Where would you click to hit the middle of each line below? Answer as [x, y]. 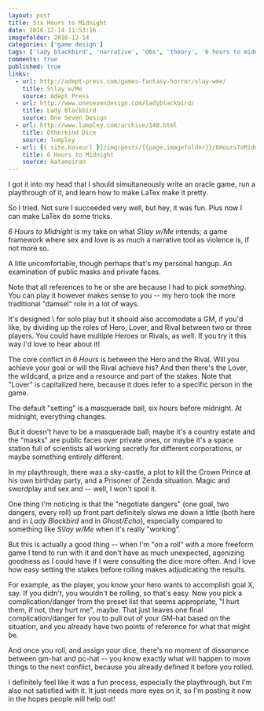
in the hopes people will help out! [62, 699]
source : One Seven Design [65, 118]
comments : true [33, 60]
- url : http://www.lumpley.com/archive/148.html [96, 125]
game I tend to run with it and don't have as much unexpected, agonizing [126, 553]
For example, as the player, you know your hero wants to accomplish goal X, [132, 585]
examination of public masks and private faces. [84, 272]
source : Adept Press [56, 96]
